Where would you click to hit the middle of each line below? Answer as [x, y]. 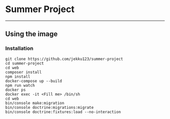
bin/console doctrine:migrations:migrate [50, 107]
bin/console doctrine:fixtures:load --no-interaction [63, 112]
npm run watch [20, 85]
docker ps [16, 90]
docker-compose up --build [34, 81]
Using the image [32, 34]
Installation [19, 48]
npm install [18, 77]
